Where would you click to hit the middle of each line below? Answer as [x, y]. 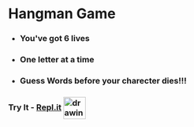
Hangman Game [62, 14]
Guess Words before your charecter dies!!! [103, 80]
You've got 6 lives [54, 39]
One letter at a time [57, 60]
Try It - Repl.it [35, 107]
